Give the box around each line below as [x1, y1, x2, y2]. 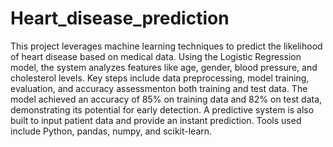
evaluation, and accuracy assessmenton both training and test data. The [10, 82, 308, 94]
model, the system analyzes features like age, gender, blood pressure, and [10, 61, 318, 73]
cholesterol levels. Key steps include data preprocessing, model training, [10, 72, 310, 84]
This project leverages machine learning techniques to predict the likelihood [10, 40, 323, 52]
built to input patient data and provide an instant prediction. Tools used [10, 114, 302, 126]
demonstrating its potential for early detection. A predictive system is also [10, 103, 315, 116]
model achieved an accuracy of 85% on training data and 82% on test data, [10, 93, 323, 105]
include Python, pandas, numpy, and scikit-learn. [10, 125, 213, 137]
